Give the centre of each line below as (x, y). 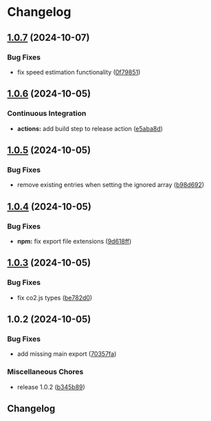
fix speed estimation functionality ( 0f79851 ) (79, 72)
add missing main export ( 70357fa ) (67, 354)
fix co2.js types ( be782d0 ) (55, 297)
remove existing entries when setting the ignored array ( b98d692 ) (111, 185)
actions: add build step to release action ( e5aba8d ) (90, 128)
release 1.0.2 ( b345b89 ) (51, 386)
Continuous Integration (47, 113)
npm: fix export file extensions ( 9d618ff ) (74, 241)
